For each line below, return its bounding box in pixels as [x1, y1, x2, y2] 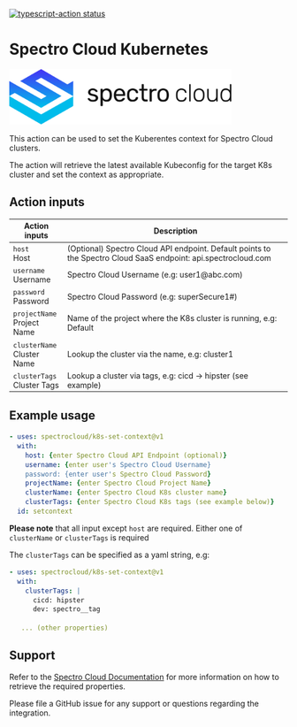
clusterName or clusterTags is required [9, 532, 149, 543]
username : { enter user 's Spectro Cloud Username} [25, 460, 212, 469]
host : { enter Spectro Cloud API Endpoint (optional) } [25, 451, 227, 460]
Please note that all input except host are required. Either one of [9, 523, 243, 533]
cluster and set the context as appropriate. [9, 169, 164, 180]
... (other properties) [20, 624, 109, 632]
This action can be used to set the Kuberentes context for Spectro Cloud [9, 133, 274, 143]
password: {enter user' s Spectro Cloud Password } [25, 470, 212, 478]
